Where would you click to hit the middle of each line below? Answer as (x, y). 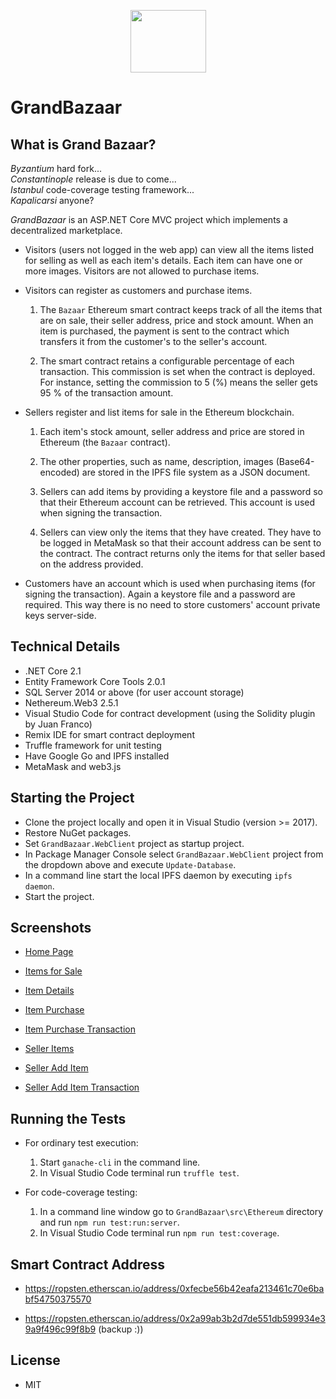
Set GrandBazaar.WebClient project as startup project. (134, 843)
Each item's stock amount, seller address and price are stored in (172, 431)
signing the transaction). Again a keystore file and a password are (160, 594)
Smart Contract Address (88, 1264)
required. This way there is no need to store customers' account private (172, 604)
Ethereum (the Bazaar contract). (105, 442)
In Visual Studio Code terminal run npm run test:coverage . (159, 1233)
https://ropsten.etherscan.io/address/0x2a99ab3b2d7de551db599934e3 (175, 1319)
